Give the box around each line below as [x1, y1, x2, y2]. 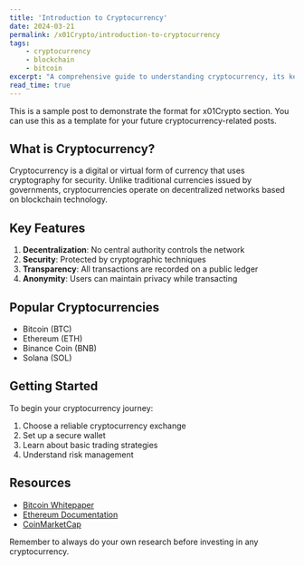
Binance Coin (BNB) [22, 343, 98, 354]
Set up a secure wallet [22, 429, 106, 440]
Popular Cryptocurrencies [9, 300, 160, 315]
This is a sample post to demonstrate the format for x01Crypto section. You [9, 105, 290, 116]
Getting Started [9, 379, 99, 394]
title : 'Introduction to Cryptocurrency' [9, 13, 168, 23]
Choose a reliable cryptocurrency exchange [22, 420, 187, 431]
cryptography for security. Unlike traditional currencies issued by [9, 175, 252, 186]
